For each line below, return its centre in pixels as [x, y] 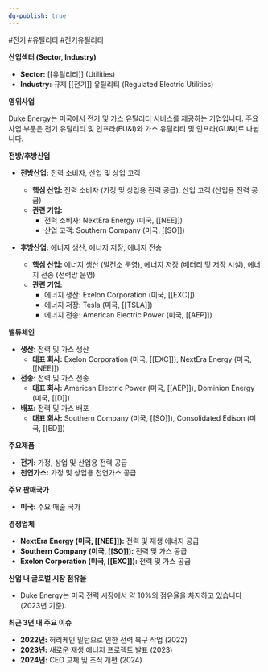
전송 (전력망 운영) [68, 274]
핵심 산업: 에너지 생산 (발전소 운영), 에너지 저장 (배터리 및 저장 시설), [139, 264]
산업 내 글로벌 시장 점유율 [47, 578]
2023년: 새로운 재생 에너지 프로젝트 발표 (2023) [96, 649]
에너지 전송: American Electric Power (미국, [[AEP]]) [128, 314]
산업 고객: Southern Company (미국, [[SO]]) [114, 230]
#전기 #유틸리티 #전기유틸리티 [56, 39]
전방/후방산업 [29, 156]
